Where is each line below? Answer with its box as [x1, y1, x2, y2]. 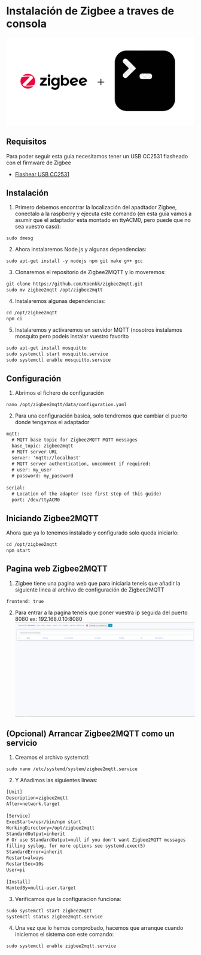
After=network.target [6, 801, 60, 807]
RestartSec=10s [6, 861, 44, 867]
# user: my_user [11, 467, 52, 473]
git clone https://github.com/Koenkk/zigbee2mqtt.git [6, 281, 144, 287]
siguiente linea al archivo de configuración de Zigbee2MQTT [14, 586, 165, 593]
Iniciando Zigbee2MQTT [6, 513, 99, 523]
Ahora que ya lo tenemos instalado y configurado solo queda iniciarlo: [6, 529, 179, 536]
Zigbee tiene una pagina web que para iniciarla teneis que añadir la [14, 579, 181, 587]
